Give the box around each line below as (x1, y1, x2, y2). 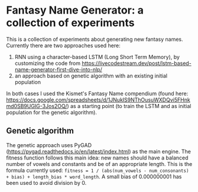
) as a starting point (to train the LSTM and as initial (67, 102, 191, 109)
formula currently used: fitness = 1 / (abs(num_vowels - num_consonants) (6, 167, 189, 174)
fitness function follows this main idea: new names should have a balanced (6, 154, 189, 161)
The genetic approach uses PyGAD (6, 141, 92, 148)
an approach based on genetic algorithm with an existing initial (14, 72, 167, 79)
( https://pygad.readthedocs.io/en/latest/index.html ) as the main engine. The (6, 148, 191, 155)
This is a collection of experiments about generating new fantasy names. (6, 35, 183, 43)
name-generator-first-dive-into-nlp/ (14, 66, 102, 73)
